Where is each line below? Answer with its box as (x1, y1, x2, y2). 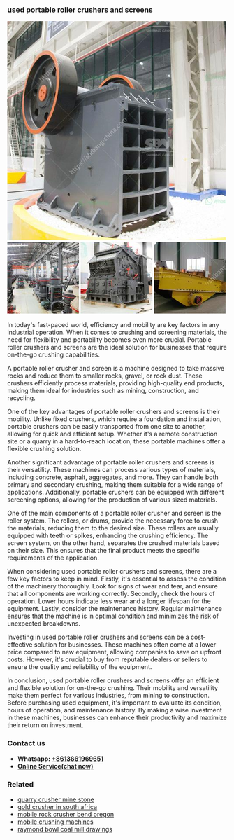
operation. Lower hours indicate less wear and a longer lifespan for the (7, 597, 211, 605)
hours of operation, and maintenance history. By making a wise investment (7, 706, 222, 715)
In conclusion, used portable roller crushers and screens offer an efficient (7, 676, 219, 684)
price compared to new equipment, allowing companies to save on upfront (7, 648, 222, 656)
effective (7, 640, 33, 649)
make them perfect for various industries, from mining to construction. (7, 691, 210, 700)
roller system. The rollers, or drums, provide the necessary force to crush (7, 516, 219, 525)
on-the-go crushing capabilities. (7, 350, 100, 359)
